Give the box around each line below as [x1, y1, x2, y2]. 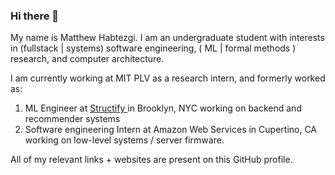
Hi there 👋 [10, 9, 60, 23]
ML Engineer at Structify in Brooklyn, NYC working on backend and [24, 102, 302, 114]
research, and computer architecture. [10, 53, 165, 65]
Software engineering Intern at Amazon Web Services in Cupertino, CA [24, 124, 318, 136]
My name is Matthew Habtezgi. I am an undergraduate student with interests [10, 32, 325, 44]
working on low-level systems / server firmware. [24, 134, 225, 146]
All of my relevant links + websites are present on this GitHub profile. [10, 154, 293, 166]
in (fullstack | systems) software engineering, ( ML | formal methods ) [10, 42, 297, 54]
